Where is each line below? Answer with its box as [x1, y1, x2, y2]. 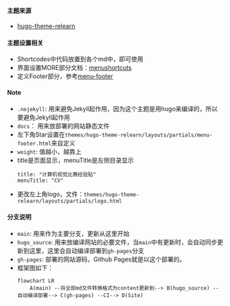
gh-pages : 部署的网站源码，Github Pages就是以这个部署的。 [16, 255, 186, 263]
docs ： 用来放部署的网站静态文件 [16, 121, 110, 130]
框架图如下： [16, 263, 54, 272]
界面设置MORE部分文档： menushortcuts [16, 64, 132, 72]
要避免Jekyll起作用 [16, 113, 71, 121]
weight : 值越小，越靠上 [16, 148, 82, 156]
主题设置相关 [7, 38, 43, 47]
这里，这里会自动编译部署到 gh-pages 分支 [29, 246, 145, 255]
